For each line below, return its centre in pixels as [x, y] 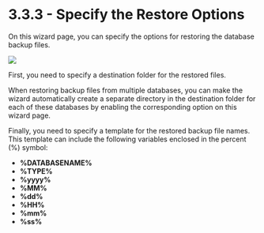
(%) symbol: [28, 147]
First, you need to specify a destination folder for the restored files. [117, 75]
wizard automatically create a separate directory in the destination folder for [132, 98]
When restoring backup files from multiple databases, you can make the [126, 90]
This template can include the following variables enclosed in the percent [127, 139]
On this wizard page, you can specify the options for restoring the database [131, 36]
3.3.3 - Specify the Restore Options [126, 15]
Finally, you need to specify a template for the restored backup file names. [129, 130]
